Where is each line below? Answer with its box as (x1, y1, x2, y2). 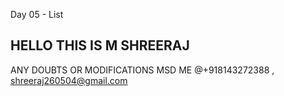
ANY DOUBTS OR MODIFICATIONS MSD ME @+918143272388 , (10, 64, 275, 76)
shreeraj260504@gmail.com (10, 74, 128, 86)
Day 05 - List (10, 9, 64, 20)
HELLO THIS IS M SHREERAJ (10, 37, 190, 54)
